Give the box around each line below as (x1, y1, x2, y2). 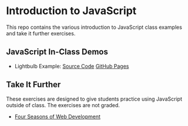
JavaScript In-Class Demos (6, 47, 109, 57)
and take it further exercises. (6, 29, 76, 37)
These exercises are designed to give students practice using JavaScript (6, 95, 182, 102)
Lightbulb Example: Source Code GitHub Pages (14, 62, 129, 69)
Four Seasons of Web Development (14, 113, 101, 120)
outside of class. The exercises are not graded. (6, 101, 120, 108)
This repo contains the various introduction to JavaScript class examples (6, 24, 182, 31)
